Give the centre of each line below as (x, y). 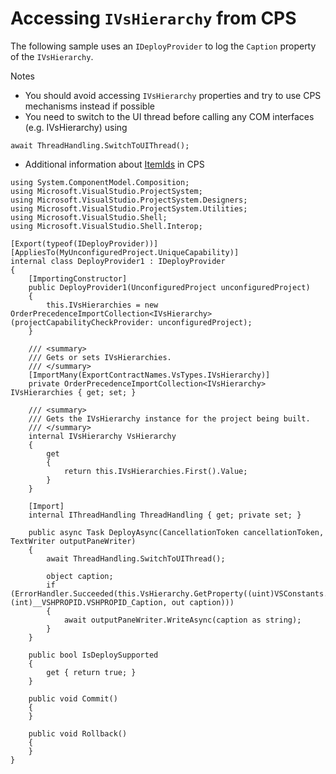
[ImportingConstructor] (78, 278)
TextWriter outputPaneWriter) (73, 541)
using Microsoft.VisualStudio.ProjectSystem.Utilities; (129, 208)
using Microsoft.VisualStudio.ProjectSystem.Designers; (129, 200)
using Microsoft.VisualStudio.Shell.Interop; (106, 226)
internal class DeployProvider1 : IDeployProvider (118, 261)
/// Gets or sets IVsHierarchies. (100, 357)
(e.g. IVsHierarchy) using (76, 127)
